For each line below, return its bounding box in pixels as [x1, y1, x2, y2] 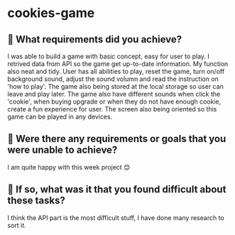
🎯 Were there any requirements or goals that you [7, 133, 226, 145]
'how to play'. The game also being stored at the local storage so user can [7, 82, 224, 90]
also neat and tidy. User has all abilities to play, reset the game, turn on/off [7, 67, 225, 75]
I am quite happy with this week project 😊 [7, 163, 131, 171]
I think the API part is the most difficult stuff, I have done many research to [7, 213, 225, 222]
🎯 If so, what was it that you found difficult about [7, 183, 226, 196]
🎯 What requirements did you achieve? [7, 33, 182, 45]
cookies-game [7, 5, 95, 21]
